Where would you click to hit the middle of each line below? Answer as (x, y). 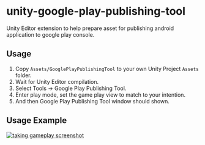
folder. (23, 75)
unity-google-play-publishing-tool (96, 11)
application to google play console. (50, 34)
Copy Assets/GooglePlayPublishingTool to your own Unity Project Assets (107, 69)
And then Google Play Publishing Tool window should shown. (92, 101)
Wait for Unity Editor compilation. (57, 81)
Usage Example (37, 121)
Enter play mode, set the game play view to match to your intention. (100, 95)
